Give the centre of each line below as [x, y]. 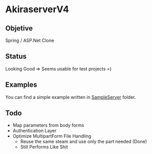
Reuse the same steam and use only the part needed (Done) [83, 142]
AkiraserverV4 [37, 9]
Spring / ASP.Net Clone [30, 40]
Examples [21, 85]
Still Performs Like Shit [44, 147]
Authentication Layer [35, 131]
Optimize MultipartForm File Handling [52, 136]
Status [16, 56]
